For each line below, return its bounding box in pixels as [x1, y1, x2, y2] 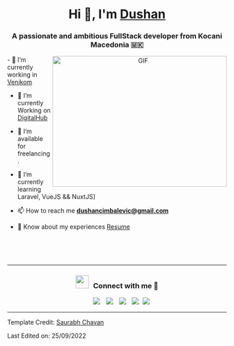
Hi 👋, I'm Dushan [68, 6, 166, 22]
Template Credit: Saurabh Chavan [7, 317, 104, 326]
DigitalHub [17, 114, 48, 122]
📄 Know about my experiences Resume [17, 223, 130, 231]
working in [7, 70, 38, 79]
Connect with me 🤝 [93, 281, 159, 291]
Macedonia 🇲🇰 [90, 40, 144, 50]
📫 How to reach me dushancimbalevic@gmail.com [17, 206, 169, 215]
